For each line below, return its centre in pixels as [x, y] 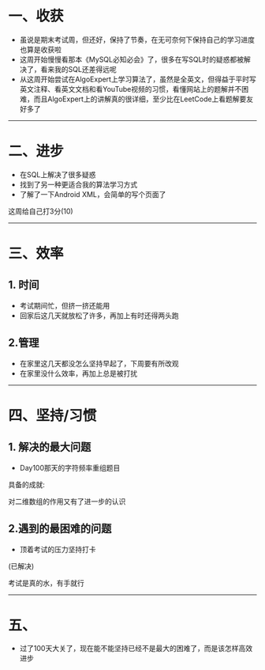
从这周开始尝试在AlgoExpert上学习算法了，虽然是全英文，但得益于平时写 [138, 79]
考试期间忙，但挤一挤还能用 [65, 305]
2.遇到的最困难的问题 [60, 529]
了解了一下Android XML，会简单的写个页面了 [93, 194]
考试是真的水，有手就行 [46, 583]
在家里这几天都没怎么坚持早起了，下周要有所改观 [99, 363]
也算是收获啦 [40, 49]
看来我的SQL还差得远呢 [78, 69]
